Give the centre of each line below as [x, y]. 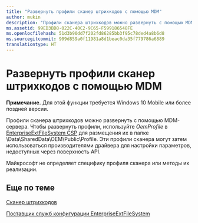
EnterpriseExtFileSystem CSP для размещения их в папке [77, 133]
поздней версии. [27, 109]
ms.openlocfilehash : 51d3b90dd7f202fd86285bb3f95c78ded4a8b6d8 [85, 34]
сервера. [18, 126]
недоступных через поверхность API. [54, 152]
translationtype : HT [32, 45]
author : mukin [24, 17]
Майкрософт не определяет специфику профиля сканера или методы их [98, 163]
